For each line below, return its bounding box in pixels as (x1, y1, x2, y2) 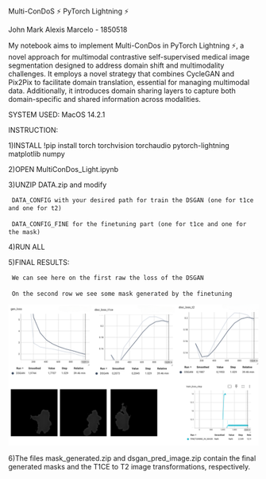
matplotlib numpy (8, 150, 65, 158)
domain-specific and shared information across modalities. (8, 95, 201, 103)
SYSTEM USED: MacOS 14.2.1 (8, 110, 106, 119)
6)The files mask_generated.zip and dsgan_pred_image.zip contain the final (8, 453, 256, 463)
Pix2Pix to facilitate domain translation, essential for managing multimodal (8, 78, 250, 87)
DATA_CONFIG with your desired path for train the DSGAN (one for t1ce (11, 197, 254, 204)
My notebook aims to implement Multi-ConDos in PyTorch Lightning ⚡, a (8, 41, 245, 50)
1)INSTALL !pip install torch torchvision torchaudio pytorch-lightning (8, 141, 230, 150)
